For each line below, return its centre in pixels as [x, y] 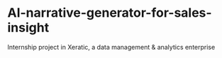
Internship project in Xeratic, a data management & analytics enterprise [111, 47]
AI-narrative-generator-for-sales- [110, 13]
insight [28, 28]
